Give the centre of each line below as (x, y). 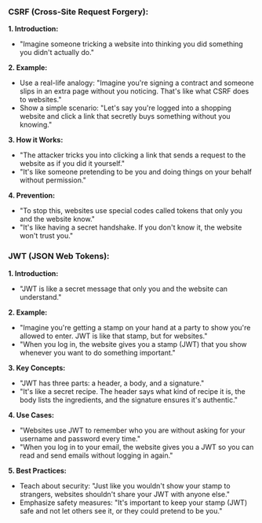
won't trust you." (46, 236)
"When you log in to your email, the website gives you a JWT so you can (136, 447)
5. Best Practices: (37, 470)
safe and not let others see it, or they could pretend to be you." (121, 510)
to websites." (40, 100)
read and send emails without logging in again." (96, 455)
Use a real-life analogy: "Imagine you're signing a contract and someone (136, 83)
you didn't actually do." (57, 53)
